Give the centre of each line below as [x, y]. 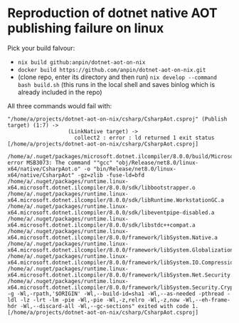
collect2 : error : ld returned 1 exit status [144, 138]
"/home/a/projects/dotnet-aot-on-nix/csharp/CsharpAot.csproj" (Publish [117, 119]
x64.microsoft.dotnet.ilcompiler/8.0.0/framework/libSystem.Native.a [113, 237]
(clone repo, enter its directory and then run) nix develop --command [117, 77]
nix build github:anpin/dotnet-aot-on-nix [81, 62]
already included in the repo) [60, 92]
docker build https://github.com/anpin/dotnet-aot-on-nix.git [112, 70]
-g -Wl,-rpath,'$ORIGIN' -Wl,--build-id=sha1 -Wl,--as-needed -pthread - [119, 294]
